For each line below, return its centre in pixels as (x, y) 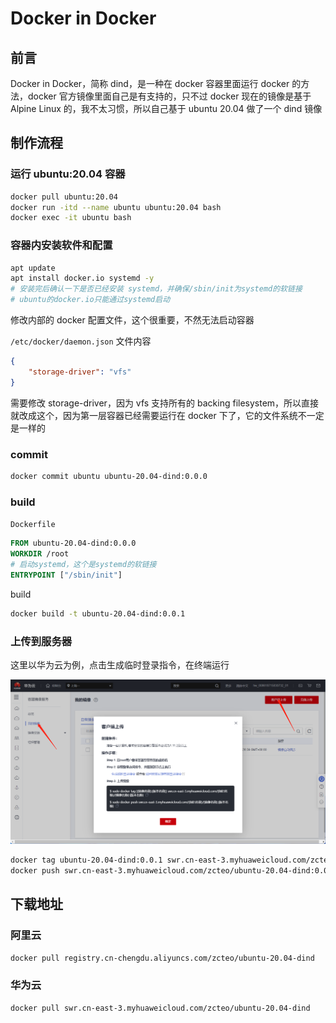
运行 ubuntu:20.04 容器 (68, 174)
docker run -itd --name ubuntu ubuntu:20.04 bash (116, 207)
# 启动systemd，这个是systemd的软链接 (83, 564)
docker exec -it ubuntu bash (71, 218)
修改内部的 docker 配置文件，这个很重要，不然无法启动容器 (132, 320)
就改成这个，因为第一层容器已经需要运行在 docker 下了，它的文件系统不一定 (167, 415)
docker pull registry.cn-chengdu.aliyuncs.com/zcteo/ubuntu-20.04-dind (162, 958)
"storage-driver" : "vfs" (80, 372)
